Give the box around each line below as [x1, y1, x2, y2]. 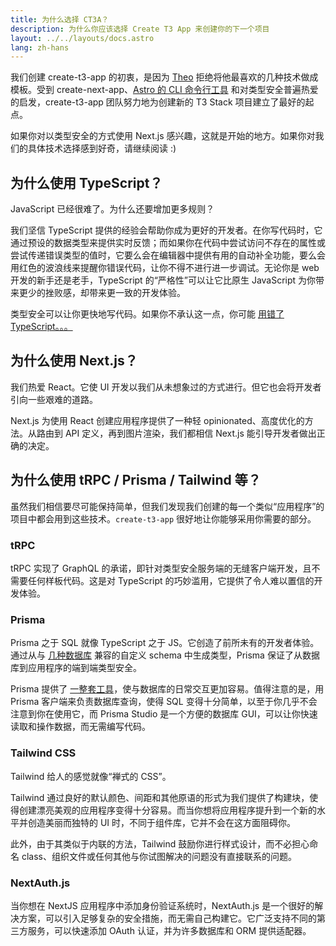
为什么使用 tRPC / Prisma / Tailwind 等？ [10, 472, 262, 489]
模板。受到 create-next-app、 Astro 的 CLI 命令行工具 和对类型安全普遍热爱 [10, 84, 319, 96]
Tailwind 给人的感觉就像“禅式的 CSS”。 [10, 770, 172, 782]
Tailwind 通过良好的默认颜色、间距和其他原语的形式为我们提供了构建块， [10, 791, 310, 803]
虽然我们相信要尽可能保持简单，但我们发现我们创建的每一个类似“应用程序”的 [10, 500, 325, 512]
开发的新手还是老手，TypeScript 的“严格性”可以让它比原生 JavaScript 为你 [10, 274, 317, 286]
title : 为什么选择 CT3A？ [10, 14, 110, 25]
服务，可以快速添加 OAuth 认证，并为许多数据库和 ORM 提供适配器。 [27, 924, 312, 936]
